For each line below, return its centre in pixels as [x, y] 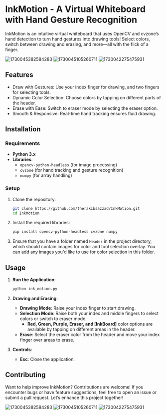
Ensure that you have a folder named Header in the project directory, [82, 241]
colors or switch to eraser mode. [53, 319]
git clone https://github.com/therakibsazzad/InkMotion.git [76, 208]
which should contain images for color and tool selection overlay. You [84, 247]
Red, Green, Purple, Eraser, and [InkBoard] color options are [90, 324]
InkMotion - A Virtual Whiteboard [76, 9]
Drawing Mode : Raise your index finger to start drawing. [78, 308]
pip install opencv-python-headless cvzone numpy [65, 232]
